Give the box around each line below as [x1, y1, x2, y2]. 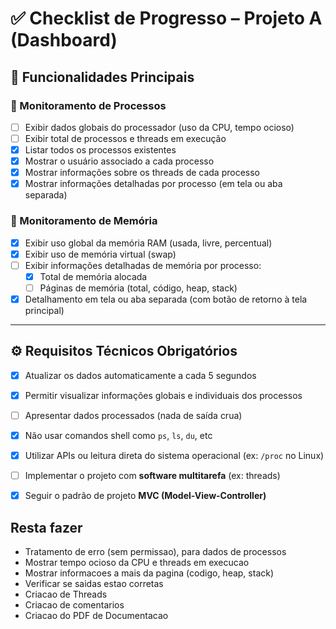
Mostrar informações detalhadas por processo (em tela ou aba [24, 178, 283, 190]
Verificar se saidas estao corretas [24, 577, 164, 589]
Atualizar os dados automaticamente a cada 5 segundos [24, 369, 257, 381]
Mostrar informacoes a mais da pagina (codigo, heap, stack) [24, 567, 275, 579]
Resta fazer [10, 519, 83, 536]
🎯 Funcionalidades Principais [10, 68, 195, 86]
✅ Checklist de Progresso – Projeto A [10, 7, 323, 30]
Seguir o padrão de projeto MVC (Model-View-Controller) [24, 490, 267, 502]
